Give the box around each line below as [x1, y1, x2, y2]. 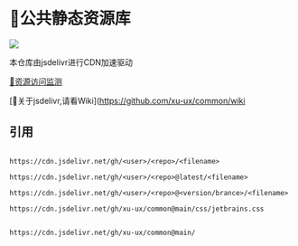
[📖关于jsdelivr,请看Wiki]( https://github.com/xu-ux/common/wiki [9, 95, 246, 106]
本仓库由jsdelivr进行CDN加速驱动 [9, 56, 134, 68]
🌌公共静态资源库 [9, 8, 131, 29]
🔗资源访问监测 [9, 76, 63, 87]
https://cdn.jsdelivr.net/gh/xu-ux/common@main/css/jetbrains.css [9, 204, 265, 213]
